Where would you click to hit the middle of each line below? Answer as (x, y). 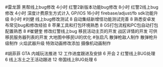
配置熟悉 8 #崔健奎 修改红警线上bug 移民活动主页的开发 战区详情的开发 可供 (81, 31)
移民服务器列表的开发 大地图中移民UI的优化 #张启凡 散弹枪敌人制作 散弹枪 (79, 37)
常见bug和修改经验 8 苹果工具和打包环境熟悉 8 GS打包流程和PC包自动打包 (84, 25)
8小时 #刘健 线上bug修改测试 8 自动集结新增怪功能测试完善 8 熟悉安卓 (81, 19)
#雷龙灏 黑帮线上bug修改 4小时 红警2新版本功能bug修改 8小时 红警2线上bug (82, 7)
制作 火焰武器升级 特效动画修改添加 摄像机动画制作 (60, 43)
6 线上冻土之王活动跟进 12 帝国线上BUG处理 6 (51, 60)
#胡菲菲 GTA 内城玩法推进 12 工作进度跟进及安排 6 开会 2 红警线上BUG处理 (80, 54)
